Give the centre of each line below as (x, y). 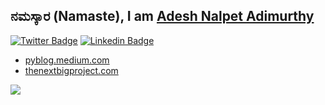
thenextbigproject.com (71, 70)
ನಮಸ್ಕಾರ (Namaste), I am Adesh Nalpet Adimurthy (162, 16)
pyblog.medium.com (67, 60)
